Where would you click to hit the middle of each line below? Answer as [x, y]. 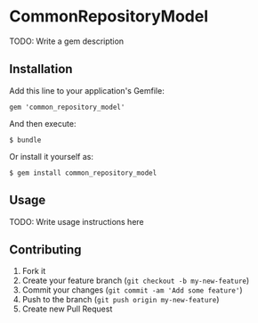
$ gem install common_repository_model [83, 173]
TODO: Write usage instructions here [77, 221]
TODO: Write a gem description [67, 41]
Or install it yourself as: [51, 156]
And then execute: [43, 123]
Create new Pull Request [67, 309]
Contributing [45, 249]
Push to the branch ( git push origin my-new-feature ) [121, 300]
